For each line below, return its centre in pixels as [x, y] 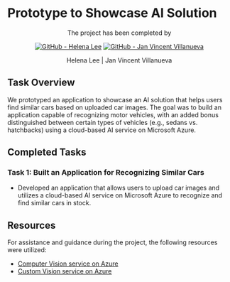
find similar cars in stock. [54, 203]
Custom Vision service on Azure [65, 271]
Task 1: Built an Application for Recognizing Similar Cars [106, 173]
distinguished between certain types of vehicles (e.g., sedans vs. [103, 122]
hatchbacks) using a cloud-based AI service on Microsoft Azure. [102, 130]
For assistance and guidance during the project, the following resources [113, 242]
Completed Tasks [47, 152]
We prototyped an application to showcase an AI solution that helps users [115, 99]
